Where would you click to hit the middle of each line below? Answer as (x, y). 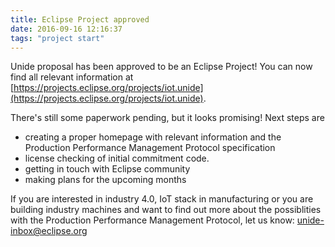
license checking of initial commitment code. (117, 158)
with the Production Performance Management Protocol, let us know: (152, 220)
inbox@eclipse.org (49, 231)
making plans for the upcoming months (105, 180)
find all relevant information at (72, 77)
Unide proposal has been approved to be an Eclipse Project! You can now (161, 67)
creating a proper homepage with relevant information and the (153, 137)
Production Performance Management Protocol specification (150, 148)
